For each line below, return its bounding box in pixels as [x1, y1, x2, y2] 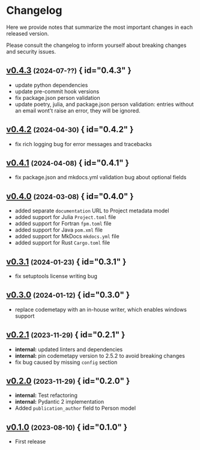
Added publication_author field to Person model [14, 404, 136, 412]
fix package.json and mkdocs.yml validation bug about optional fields [14, 174, 187, 181]
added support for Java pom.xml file [14, 226, 103, 233]
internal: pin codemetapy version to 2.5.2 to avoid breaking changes [14, 352, 185, 359]
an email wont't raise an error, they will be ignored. [14, 106, 141, 114]
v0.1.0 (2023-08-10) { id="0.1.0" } [6, 422, 128, 432]
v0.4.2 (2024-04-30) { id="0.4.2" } [6, 125, 134, 135]
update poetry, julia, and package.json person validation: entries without [14, 100, 194, 108]
